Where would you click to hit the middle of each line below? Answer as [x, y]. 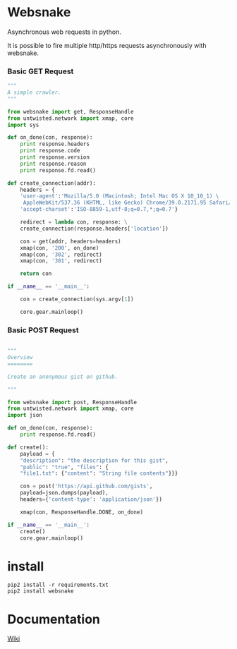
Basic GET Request [41, 71]
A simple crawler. [34, 92]
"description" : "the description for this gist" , [95, 460]
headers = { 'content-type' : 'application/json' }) [91, 499]
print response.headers [55, 144]
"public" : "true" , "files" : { [65, 467]
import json [25, 416]
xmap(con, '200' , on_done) [60, 248]
